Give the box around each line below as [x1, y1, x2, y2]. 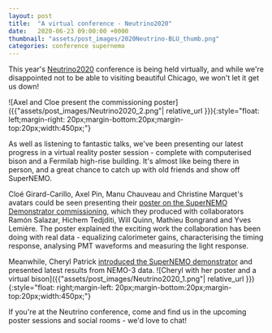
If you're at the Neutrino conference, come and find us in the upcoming [8, 307, 247, 317]
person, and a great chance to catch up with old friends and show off [8, 165, 240, 175]
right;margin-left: [56, 283, 114, 292]
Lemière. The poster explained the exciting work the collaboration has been [8, 224, 261, 234]
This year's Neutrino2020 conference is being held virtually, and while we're [8, 64, 264, 74]
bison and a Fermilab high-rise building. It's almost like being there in [8, 156, 240, 166]
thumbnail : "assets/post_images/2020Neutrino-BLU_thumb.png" [8, 34, 220, 43]
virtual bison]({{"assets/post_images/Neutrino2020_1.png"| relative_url [8, 274, 244, 284]
